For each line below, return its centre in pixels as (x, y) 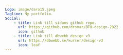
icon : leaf (29, 45)
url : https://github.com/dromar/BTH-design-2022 (68, 27)
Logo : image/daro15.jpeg (30, 9)
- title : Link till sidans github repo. (55, 23)
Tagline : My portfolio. (29, 14)
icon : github (31, 32)
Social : (13, 18)
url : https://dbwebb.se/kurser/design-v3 (61, 41)
